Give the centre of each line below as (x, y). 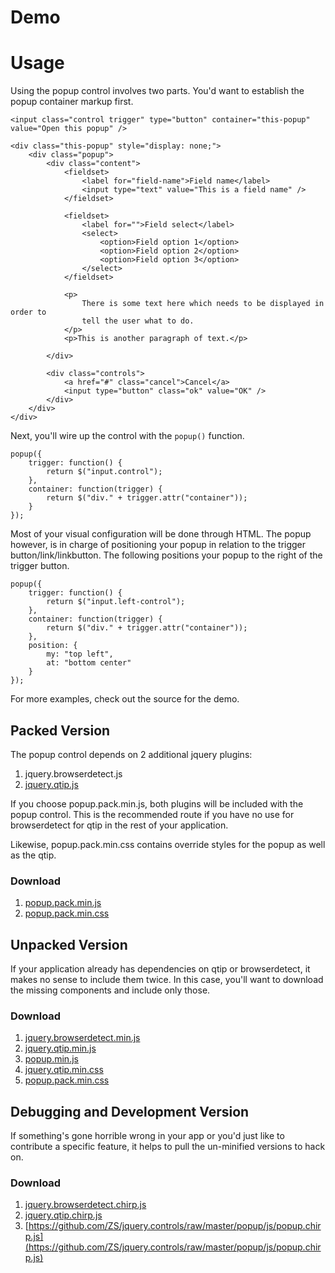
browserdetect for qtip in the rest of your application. (119, 825)
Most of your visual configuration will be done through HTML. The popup (161, 534)
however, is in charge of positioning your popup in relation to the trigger (158, 545)
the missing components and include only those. (110, 990)
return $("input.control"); (104, 472)
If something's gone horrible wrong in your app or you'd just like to (147, 1136)
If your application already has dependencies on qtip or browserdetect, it (160, 969)
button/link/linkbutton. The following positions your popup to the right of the (166, 555)
